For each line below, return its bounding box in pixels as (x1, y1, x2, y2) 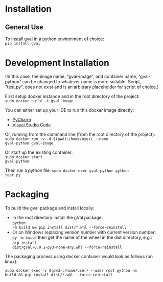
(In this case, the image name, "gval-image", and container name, (5, 73, 138, 79)
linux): (5, 258, 18, 264)
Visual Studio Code (12, 121, 51, 128)
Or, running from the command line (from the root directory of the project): (5, 131, 156, 137)
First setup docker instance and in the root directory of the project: (5, 93, 140, 99)
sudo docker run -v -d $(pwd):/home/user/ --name (5, 136, 109, 141)
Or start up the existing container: (5, 149, 73, 155)
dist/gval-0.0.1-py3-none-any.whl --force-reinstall (12, 245, 122, 250)
